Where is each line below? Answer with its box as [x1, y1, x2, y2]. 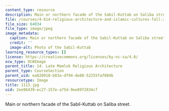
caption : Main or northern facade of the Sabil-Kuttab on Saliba [10, 36, 150, 41]
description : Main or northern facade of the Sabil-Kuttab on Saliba [5, 12, 154, 17]
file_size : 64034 [5, 21, 42, 27]
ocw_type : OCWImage [5, 59, 46, 64]
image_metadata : [5, 31, 39, 36]
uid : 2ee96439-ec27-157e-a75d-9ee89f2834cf [5, 87, 98, 92]
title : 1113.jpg [5, 82, 39, 87]
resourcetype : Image [5, 78, 49, 83]
